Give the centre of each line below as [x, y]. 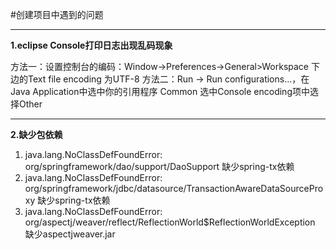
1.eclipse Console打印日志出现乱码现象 [91, 45]
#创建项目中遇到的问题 [57, 14]
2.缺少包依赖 [36, 134]
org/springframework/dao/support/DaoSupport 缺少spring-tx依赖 [159, 166]
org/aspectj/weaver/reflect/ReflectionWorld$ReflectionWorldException [170, 222]
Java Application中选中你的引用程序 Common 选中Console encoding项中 [160, 91]
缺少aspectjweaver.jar [70, 234]
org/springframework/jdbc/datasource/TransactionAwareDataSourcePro [174, 188]
